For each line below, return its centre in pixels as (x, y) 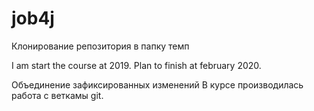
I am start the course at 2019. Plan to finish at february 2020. (136, 65)
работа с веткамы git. (57, 95)
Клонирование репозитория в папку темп (100, 46)
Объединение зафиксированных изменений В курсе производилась (157, 84)
